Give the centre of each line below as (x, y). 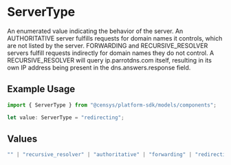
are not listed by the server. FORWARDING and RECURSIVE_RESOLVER (108, 45)
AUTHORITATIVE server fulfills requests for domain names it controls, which (115, 38)
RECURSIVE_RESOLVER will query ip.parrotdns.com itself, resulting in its (109, 60)
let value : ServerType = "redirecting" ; (66, 118)
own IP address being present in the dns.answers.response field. (99, 67)
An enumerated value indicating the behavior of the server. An (95, 31)
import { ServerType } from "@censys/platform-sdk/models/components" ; (112, 105)
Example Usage (41, 89)
